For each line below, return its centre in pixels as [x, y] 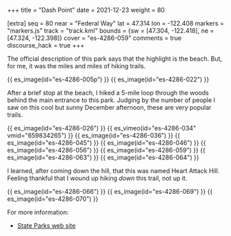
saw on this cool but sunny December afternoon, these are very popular [109, 107]
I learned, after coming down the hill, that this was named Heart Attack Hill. [113, 171]
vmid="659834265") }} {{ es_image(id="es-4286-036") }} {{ [94, 135]
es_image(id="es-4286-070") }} [53, 199]
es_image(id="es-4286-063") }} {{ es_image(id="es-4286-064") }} [103, 157]
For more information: [38, 212]
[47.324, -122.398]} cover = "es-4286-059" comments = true [94, 38]
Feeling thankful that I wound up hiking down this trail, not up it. [97, 178]
